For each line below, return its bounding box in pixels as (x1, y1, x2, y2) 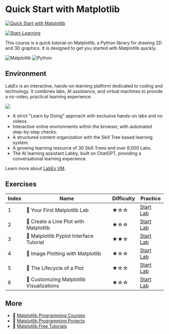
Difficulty (112, 195, 135, 202)
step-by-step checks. (12, 128, 57, 135)
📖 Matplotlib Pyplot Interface (26, 232, 94, 239)
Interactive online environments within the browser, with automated (12, 123, 152, 129)
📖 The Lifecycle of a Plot (26, 264, 84, 272)
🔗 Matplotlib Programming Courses (12, 312, 86, 318)
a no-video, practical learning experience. (5, 93, 92, 99)
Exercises (5, 180, 37, 188)
